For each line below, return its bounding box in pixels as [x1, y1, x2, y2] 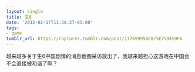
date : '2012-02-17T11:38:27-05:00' [6, 19, 93, 25]
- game [6, 30, 22, 36]
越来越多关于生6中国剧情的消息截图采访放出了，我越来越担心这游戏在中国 [6, 53, 184, 59]
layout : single [6, 8, 43, 15]
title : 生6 [6, 14, 32, 20]
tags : [6, 25, 19, 31]
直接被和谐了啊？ [16, 60, 58, 67]
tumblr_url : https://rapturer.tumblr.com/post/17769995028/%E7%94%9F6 [6, 36, 183, 42]
